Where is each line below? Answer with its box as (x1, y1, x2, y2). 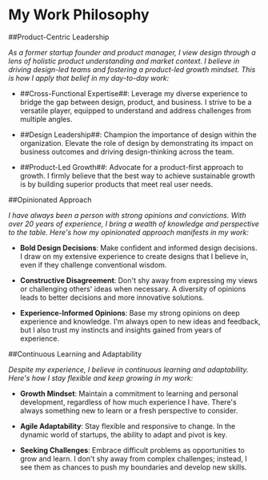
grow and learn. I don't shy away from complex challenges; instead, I (19, 454, 248, 463)
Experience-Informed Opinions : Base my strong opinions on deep (19, 308, 240, 317)
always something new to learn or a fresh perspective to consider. (19, 405, 238, 415)
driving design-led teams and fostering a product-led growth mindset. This (8, 64, 256, 74)
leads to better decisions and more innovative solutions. (19, 292, 205, 302)
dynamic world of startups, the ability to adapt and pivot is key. (19, 430, 228, 439)
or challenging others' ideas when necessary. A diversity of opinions (19, 284, 246, 293)
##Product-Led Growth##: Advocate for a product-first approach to (19, 162, 244, 171)
